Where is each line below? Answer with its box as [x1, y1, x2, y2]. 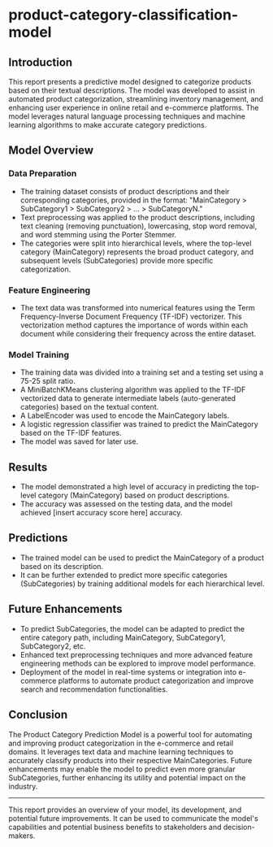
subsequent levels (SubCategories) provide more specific [19, 255, 214, 265]
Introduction [8, 55, 73, 69]
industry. [8, 781, 38, 791]
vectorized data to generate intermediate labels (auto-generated [19, 393, 236, 403]
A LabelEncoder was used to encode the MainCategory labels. [19, 410, 230, 420]
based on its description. [19, 561, 104, 571]
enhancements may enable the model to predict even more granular [8, 764, 236, 774]
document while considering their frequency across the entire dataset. [19, 328, 257, 338]
